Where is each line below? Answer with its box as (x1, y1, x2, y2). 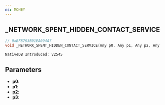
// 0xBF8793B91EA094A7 (5, 38, 52, 43)
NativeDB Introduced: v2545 (5, 52, 63, 57)
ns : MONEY (5, 7, 26, 12)
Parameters (5, 65, 42, 74)
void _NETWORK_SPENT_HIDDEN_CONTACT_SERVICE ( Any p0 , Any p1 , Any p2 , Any (5, 43, 160, 48)
